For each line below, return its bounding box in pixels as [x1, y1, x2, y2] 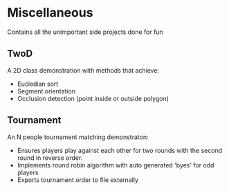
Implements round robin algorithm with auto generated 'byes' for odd [17, 161, 214, 169]
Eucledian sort [17, 80, 59, 88]
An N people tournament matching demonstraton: [7, 133, 149, 141]
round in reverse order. [17, 154, 83, 162]
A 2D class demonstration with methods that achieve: [7, 66, 160, 74]
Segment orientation [17, 87, 76, 95]
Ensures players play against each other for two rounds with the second [17, 146, 223, 154]
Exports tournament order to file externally [17, 175, 138, 184]
